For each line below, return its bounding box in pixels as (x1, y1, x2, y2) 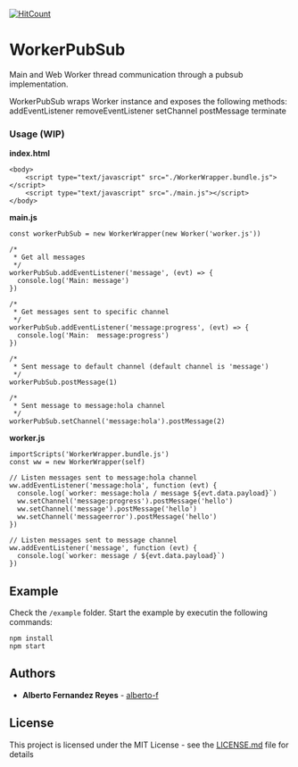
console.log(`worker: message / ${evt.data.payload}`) (17, 552, 226, 561)
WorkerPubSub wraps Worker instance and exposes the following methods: (9, 96, 288, 106)
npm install (9, 634, 54, 643)
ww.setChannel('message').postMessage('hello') (17, 504, 198, 513)
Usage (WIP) (9, 128, 65, 140)
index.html (9, 148, 51, 159)
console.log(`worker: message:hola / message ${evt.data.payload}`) (17, 489, 277, 498)
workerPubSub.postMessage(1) (9, 378, 118, 388)
